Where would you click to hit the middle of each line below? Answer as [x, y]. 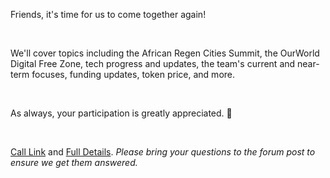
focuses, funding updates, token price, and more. [133, 74]
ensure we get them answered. [74, 162]
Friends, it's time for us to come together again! [108, 14]
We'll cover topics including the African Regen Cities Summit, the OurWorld [165, 53]
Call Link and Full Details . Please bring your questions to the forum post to [163, 152]
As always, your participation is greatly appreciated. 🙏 [121, 113]
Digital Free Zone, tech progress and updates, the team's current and [153, 63]
